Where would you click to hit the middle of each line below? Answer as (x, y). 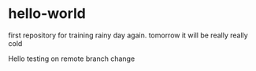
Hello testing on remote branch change (72, 59)
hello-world (47, 14)
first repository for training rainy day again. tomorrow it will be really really (128, 35)
